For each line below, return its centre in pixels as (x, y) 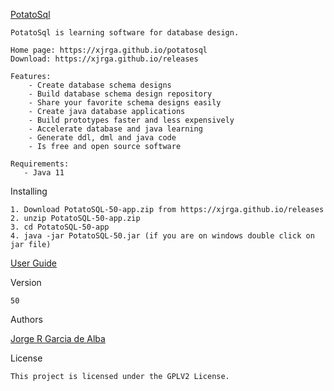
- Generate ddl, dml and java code (102, 138)
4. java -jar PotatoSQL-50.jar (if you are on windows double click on (162, 236)
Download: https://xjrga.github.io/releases (104, 59)
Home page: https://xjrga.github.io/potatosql (109, 50)
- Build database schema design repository (120, 94)
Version (26, 282)
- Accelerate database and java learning (115, 129)
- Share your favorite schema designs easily (125, 103)
